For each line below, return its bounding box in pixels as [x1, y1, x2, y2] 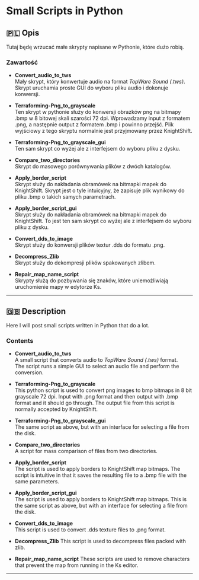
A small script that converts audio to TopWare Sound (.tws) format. [14, 356, 178, 364]
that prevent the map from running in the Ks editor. [14, 562, 139, 569]
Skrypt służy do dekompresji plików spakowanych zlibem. [14, 259, 156, 266]
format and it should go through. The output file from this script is [14, 399, 175, 407]
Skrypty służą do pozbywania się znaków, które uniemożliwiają [14, 277, 169, 284]
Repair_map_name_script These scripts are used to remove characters [14, 556, 190, 563]
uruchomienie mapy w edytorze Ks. [14, 283, 102, 291]
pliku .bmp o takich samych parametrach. [14, 193, 116, 200]
